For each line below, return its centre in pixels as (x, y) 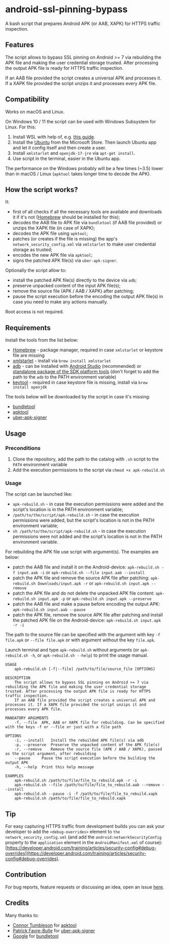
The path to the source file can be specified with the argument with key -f (83, 635)
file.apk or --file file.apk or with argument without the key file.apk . (80, 640)
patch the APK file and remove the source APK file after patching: (81, 578)
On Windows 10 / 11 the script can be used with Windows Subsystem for (81, 121)
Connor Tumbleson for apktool (45, 925)
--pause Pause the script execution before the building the (85, 758)
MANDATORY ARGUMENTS (27, 718)
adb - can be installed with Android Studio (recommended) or (77, 366)
